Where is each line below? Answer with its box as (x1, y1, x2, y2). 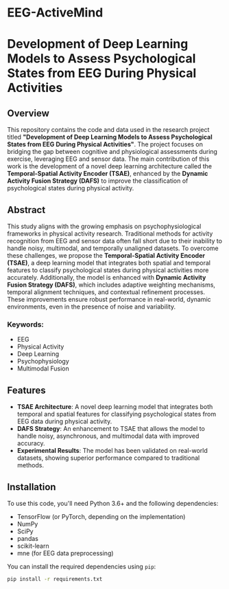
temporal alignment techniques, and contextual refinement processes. (7, 288, 206, 296)
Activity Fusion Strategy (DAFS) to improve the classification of (7, 177, 189, 185)
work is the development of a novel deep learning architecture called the (7, 162, 213, 170)
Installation (7, 481, 56, 493)
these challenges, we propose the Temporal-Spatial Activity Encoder (7, 252, 206, 259)
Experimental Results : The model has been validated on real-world (16, 447, 208, 455)
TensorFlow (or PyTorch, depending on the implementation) (16, 512, 186, 520)
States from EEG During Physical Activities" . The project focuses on (7, 140, 204, 148)
